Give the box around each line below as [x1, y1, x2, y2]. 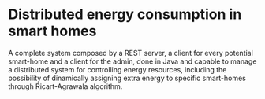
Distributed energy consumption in [8, 5, 242, 24]
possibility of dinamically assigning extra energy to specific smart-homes [8, 73, 247, 82]
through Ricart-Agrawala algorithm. [8, 81, 123, 91]
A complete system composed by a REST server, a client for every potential [8, 48, 254, 57]
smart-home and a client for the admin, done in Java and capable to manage [8, 57, 257, 66]
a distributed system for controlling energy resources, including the [8, 64, 227, 74]
